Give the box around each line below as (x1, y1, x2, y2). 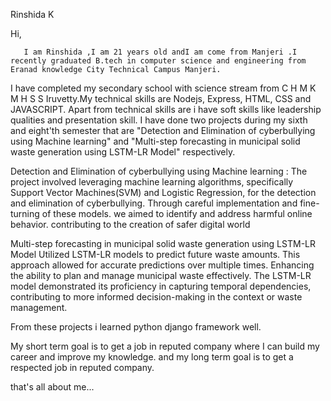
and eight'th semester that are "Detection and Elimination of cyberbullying (10, 125, 316, 136)
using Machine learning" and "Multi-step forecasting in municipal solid (10, 135, 301, 147)
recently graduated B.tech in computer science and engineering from (10, 56, 307, 66)
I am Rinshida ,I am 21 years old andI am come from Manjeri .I (23, 47, 298, 57)
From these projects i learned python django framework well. (10, 321, 262, 333)
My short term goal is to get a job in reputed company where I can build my (10, 340, 320, 352)
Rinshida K (10, 9, 55, 20)
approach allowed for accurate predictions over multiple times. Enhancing (10, 259, 315, 271)
